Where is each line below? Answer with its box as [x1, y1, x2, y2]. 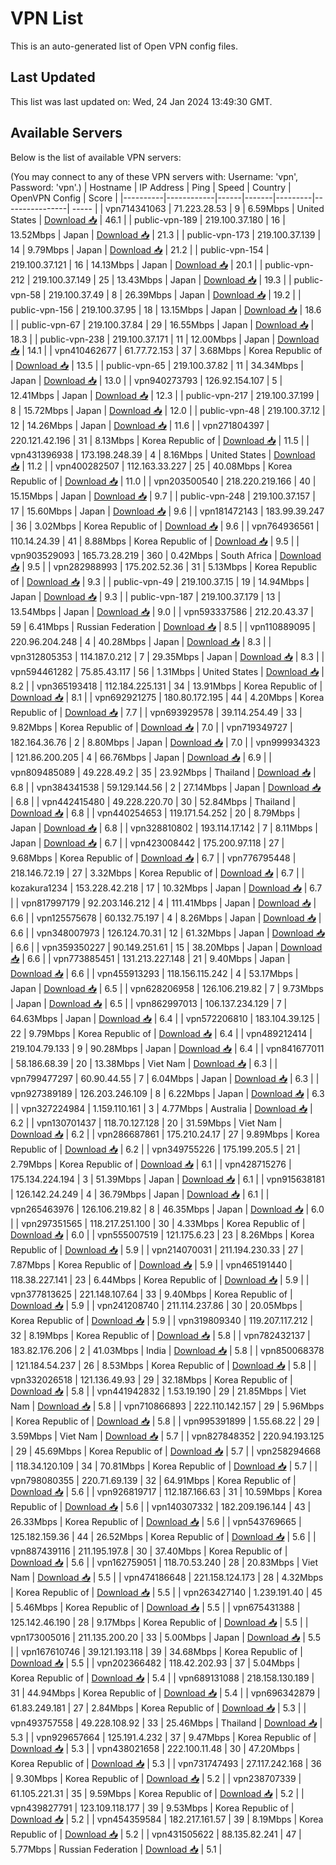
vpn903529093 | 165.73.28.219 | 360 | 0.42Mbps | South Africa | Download [10, 549, 322, 561]
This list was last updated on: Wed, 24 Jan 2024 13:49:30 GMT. [10, 95, 273, 107]
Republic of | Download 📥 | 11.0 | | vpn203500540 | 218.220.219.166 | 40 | [10, 475, 317, 487]
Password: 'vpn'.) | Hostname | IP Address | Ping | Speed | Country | [10, 181, 292, 193]
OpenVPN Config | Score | [10, 192, 118, 204]
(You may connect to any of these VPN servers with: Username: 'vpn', [10, 170, 299, 182]
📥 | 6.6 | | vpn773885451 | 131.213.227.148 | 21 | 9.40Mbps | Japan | [10, 952, 291, 964]
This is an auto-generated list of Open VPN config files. [10, 40, 238, 52]
